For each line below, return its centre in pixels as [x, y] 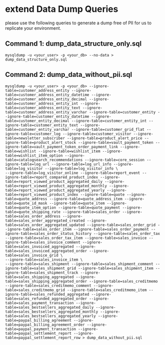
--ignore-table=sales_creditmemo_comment [48, 286]
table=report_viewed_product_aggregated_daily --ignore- [65, 181]
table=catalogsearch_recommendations [44, 160]
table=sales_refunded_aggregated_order [46, 298]
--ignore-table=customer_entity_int [109, 121]
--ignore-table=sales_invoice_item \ [44, 259]
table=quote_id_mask [26, 203]
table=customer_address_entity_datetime [47, 95]
